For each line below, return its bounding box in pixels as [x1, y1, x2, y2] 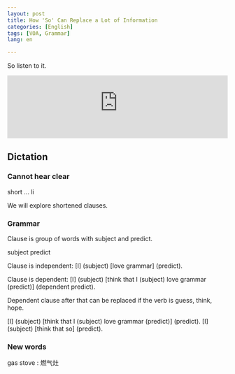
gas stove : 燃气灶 [7, 359, 59, 367]
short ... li [7, 187, 34, 196]
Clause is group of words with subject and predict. [7, 235, 152, 243]
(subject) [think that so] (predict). [7, 324, 104, 333]
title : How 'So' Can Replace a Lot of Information [7, 17, 158, 24]
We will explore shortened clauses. [7, 201, 108, 210]
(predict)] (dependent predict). [7, 282, 96, 291]
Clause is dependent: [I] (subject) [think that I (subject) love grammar [7, 275, 206, 284]
